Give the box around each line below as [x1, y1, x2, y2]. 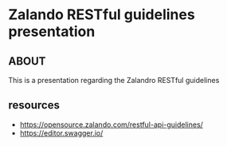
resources [8, 98, 60, 112]
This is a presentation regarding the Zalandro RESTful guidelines [8, 76, 220, 85]
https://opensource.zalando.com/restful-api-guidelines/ [19, 120, 203, 129]
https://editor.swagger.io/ [19, 128, 104, 137]
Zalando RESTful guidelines [8, 6, 195, 24]
